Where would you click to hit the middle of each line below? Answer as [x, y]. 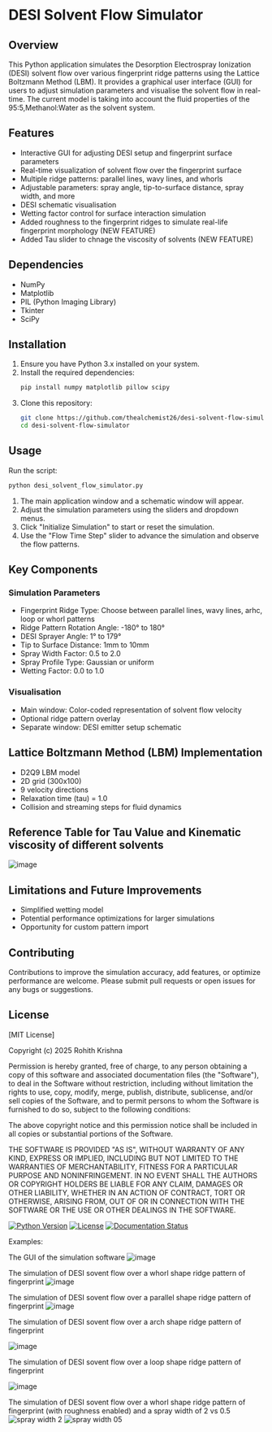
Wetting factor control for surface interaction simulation [113, 213]
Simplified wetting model [62, 910]
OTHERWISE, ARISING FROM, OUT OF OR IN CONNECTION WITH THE [127, 1201]
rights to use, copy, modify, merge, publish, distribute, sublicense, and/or [131, 1092]
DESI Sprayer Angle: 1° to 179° [71, 637]
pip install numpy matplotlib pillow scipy [95, 388]
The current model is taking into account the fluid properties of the [138, 99]
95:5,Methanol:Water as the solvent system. [82, 108]
